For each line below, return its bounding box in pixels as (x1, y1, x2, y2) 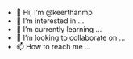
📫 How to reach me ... (15, 42, 91, 51)
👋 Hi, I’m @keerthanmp (15, 8, 93, 17)
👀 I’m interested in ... (15, 16, 85, 26)
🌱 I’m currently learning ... (15, 25, 102, 33)
